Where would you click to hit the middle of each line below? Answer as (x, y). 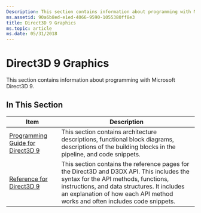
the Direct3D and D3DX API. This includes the (125, 171)
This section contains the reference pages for (125, 163)
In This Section (35, 105)
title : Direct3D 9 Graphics (41, 23)
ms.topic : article (29, 28)
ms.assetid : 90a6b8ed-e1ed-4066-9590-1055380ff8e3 (71, 17)
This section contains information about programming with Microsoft (91, 80)
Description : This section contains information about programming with (99, 12)
